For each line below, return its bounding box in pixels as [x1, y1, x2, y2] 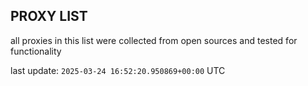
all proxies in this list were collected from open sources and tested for [10, 34, 298, 46]
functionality [10, 45, 62, 57]
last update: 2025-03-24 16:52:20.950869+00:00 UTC [10, 64, 226, 76]
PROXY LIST [10, 8, 88, 25]
